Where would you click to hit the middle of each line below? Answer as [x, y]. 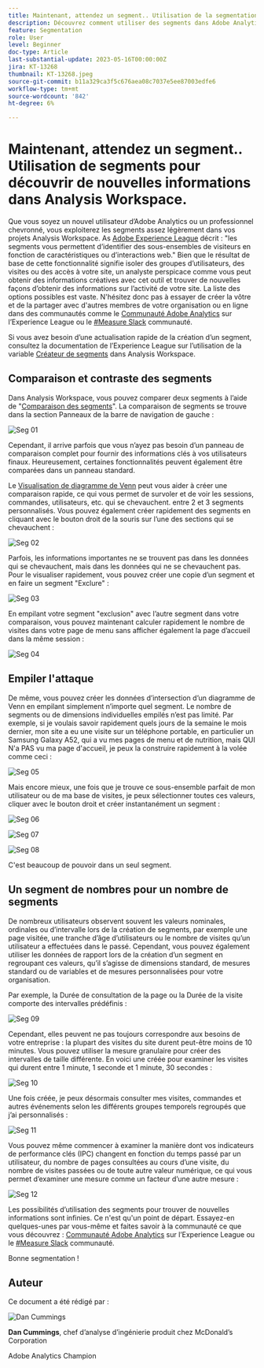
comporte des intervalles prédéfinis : [68, 1003]
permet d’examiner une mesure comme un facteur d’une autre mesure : [123, 1179]
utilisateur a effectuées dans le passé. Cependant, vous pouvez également [129, 946]
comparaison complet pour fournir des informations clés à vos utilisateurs [128, 453]
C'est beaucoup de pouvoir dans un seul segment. [90, 865]
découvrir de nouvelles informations [130, 183]
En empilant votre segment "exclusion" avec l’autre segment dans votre [124, 613]
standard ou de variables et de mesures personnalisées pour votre [116, 971]
